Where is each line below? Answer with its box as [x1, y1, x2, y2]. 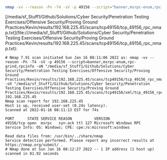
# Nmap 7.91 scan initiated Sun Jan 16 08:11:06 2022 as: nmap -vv [5, 55, 148, 60]
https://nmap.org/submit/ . [5, 142, 64, 147]
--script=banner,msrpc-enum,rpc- [67, 59, 137, 64]
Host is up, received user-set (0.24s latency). [5, 103, 108, 108]
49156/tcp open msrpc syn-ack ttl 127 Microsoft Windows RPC [5, 120, 141, 126]
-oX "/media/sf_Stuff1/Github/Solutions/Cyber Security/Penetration [5, 81, 150, 86]
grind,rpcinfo [5, 64, 35, 69]
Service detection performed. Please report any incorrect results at [5, 138, 155, 143]
